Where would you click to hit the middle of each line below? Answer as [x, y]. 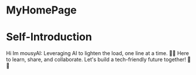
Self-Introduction [49, 37]
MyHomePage [42, 10]
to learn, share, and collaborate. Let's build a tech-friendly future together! [96, 60]
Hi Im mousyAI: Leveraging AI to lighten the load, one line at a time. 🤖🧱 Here [98, 53]
